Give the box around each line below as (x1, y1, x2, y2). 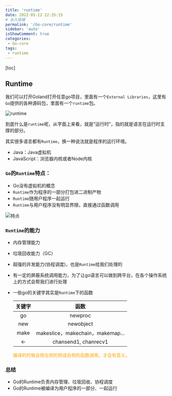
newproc (69, 312, 91, 319)
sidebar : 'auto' (5, 27, 40, 32)
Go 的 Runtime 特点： (5, 170, 51, 177)
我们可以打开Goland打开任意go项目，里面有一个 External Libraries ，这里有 (5, 93, 166, 100)
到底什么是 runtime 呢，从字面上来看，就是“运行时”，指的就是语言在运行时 (5, 121, 161, 127)
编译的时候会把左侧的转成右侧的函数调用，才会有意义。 (12, 352, 130, 358)
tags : (5, 46, 17, 51)
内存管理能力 (12, 239, 40, 246)
